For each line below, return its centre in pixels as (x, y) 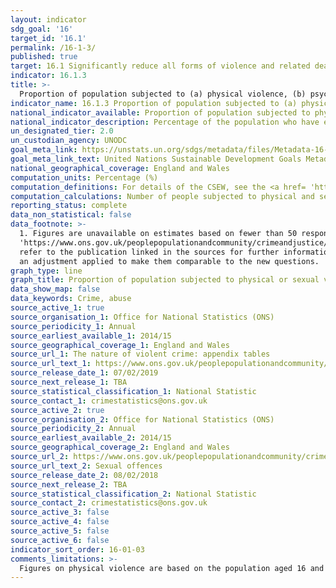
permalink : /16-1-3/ (53, 47)
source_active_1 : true (57, 308)
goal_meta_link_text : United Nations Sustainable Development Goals (156, 159)
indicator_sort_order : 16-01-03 (77, 549)
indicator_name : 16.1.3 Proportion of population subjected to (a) (154, 103)
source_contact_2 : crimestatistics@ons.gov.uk (109, 503)
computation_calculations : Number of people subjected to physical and (162, 196)
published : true (44, 57)
